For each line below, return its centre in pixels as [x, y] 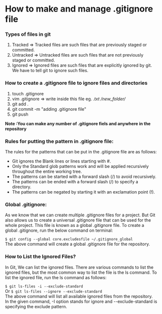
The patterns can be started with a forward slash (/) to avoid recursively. [84, 177]
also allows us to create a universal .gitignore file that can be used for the [78, 220]
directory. [22, 187]
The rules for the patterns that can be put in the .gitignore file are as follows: [81, 152]
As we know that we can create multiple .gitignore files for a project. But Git [80, 215]
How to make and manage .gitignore [79, 9]
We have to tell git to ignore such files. [50, 71]
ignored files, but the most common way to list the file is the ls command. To [81, 272]
